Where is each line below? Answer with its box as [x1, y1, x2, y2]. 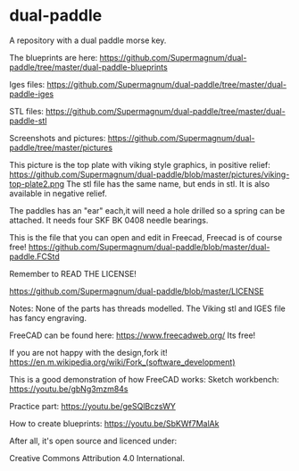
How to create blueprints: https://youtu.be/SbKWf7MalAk [9, 417, 220, 429]
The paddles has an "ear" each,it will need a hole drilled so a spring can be [9, 205, 286, 215]
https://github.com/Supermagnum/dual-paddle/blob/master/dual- [28, 241, 270, 252]
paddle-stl [9, 115, 47, 126]
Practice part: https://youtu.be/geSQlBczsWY [9, 400, 176, 411]
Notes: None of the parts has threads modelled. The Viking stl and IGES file [9, 303, 286, 314]
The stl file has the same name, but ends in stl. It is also [66, 178, 270, 189]
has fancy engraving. [9, 312, 87, 323]
